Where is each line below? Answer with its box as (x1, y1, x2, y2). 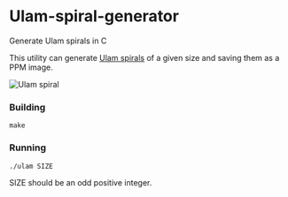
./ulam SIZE (9, 162, 53, 170)
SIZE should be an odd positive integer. (9, 177, 152, 187)
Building (9, 101, 46, 113)
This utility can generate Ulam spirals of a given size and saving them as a (9, 52, 280, 63)
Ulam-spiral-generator (9, 6, 180, 27)
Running (9, 141, 47, 154)
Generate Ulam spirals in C (9, 35, 107, 46)
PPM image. (9, 62, 53, 72)
